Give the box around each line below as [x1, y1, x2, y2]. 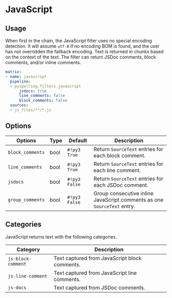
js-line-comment [8, 273, 48, 279]
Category [16, 246, 40, 253]
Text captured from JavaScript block [53, 254, 142, 262]
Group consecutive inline [93, 190, 154, 197]
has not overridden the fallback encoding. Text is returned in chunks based [5, 49, 164, 54]
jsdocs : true [18, 88, 47, 93]
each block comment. [93, 152, 146, 159]
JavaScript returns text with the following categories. [5, 233, 117, 240]
